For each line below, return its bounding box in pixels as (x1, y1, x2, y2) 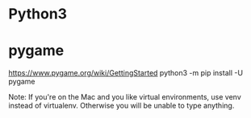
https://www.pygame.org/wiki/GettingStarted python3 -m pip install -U (8, 68, 244, 78)
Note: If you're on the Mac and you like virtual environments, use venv (8, 92, 242, 102)
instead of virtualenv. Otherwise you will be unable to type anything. (8, 101, 235, 111)
